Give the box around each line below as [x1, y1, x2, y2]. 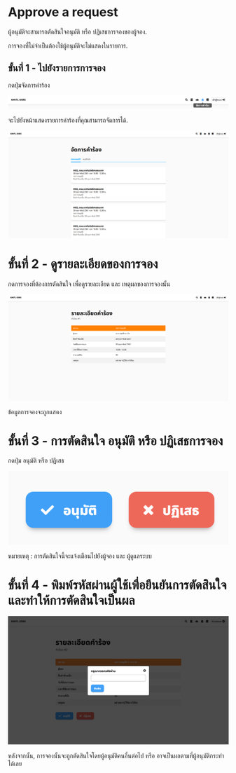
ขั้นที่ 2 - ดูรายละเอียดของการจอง [8, 256, 158, 272]
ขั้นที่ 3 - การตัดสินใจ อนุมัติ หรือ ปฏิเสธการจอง [8, 432, 223, 449]
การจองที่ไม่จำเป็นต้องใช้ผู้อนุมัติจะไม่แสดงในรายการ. [8, 41, 128, 50]
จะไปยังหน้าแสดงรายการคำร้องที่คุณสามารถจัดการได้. [8, 116, 128, 125]
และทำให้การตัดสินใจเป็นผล [8, 592, 135, 608]
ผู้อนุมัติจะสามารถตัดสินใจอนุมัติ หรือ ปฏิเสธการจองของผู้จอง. [8, 27, 148, 36]
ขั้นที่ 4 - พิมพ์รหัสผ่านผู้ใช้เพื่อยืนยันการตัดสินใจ [8, 577, 227, 593]
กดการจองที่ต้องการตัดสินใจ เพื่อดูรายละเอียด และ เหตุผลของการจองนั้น [8, 280, 171, 288]
